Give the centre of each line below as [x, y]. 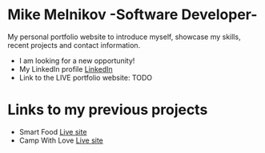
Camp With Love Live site [61, 140]
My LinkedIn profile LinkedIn [66, 69]
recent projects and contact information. [74, 45]
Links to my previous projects [108, 110]
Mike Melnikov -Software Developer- [132, 15]
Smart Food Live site [53, 131]
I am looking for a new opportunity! [77, 61]
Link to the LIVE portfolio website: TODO [86, 77]
